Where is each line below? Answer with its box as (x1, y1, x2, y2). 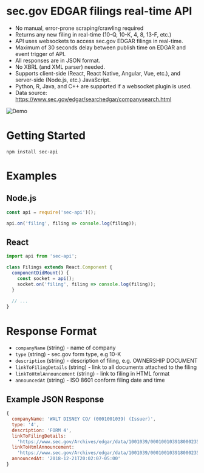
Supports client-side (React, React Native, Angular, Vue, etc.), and (15, 69, 181, 77)
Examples (6, 169, 57, 183)
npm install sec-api (6, 149, 59, 155)
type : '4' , (12, 421, 39, 427)
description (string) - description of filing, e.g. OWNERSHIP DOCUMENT (15, 357, 198, 365)
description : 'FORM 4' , (12, 427, 72, 433)
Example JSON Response (6, 394, 104, 404)
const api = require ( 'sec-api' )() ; (6, 209, 97, 215)
